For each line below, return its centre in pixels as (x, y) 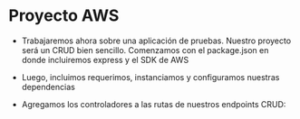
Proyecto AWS (64, 16)
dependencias (48, 87)
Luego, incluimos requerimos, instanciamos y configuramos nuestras (150, 77)
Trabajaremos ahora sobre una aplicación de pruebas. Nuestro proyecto (156, 41)
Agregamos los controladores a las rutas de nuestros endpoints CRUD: (154, 104)
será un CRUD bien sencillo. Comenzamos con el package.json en (145, 50)
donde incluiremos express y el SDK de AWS (105, 59)
